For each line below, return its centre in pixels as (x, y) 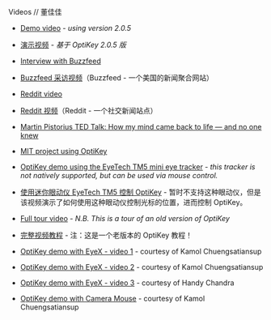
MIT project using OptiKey (64, 151)
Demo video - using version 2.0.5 (76, 28)
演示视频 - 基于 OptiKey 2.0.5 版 (73, 45)
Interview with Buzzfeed (60, 61)
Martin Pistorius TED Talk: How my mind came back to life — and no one (141, 127)
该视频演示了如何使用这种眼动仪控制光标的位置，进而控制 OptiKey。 (133, 202)
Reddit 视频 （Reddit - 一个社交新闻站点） (89, 111)
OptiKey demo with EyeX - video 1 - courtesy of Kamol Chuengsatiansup (141, 251)
